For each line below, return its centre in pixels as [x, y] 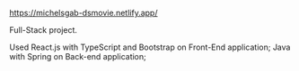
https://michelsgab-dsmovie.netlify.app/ [84, 13]
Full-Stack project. [44, 30]
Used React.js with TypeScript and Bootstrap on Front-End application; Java [150, 47]
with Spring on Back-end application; [78, 56]
